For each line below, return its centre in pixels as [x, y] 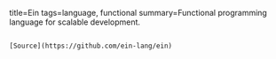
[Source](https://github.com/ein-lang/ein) [91, 46]
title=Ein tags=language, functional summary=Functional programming [138, 13]
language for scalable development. [75, 22]
